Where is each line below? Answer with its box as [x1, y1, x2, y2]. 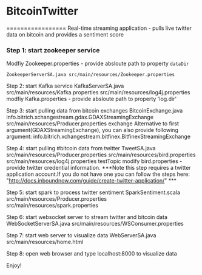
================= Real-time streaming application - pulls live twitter [6, 24, 192, 32]
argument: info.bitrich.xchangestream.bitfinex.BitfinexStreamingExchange [6, 133, 191, 141]
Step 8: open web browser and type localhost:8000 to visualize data [6, 250, 177, 257]
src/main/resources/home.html [6, 238, 84, 246]
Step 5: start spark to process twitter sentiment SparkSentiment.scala [6, 189, 181, 196]
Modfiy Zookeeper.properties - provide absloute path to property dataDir [6, 60, 189, 68]
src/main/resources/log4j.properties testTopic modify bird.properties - [6, 158, 183, 165]
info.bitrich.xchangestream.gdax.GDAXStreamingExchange [6, 114, 153, 121]
